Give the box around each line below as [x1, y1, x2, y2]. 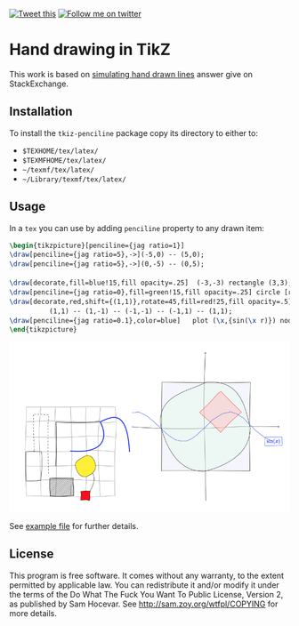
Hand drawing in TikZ [9, 40, 171, 60]
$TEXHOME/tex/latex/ [21, 147, 99, 156]
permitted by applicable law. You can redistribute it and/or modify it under [9, 579, 280, 590]
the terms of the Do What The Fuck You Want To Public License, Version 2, [9, 589, 284, 599]
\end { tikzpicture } [9, 325, 77, 334]
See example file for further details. [9, 520, 139, 531]
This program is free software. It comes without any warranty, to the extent [9, 570, 285, 581]
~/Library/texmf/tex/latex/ [21, 174, 126, 184]
